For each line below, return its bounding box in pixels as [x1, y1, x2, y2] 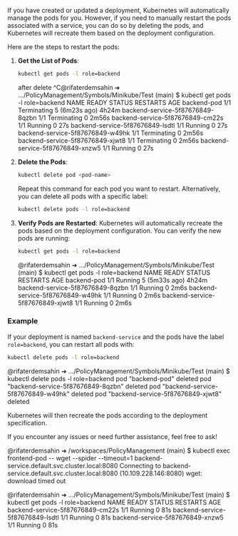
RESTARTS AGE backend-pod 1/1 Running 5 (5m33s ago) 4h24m [17, 275, 208, 284]
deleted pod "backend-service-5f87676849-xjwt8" [71, 389, 222, 398]
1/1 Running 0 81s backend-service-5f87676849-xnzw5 [60, 513, 224, 522]
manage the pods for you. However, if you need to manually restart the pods [7, 14, 232, 22]
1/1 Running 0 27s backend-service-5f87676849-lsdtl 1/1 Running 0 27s [17, 121, 228, 129]
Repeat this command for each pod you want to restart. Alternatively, [17, 184, 221, 193]
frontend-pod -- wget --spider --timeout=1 [7, 453, 133, 462]
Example [7, 316, 38, 326]
